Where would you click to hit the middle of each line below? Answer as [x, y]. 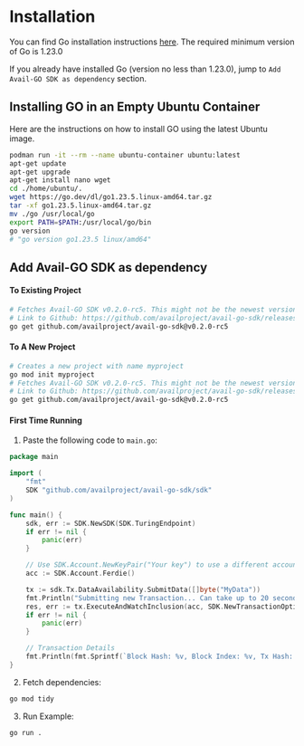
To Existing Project [45, 291]
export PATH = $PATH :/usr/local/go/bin [81, 222]
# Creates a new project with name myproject [96, 366]
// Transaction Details [71, 648]
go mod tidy [32, 699]
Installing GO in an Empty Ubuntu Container [135, 107]
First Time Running [46, 420]
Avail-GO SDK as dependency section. [78, 78]
